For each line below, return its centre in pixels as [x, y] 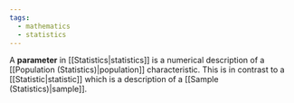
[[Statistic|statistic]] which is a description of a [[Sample [114, 80]
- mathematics [44, 26]
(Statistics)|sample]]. [48, 89]
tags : [19, 18]
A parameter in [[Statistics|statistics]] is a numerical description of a [137, 61]
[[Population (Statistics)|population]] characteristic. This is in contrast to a [147, 70]
